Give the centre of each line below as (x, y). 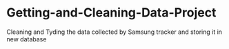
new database (27, 39)
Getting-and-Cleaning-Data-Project (111, 13)
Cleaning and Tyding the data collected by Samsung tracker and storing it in (114, 32)
